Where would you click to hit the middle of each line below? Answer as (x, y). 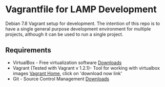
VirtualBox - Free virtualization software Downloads (67, 63)
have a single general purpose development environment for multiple (78, 28)
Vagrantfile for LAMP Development (81, 9)
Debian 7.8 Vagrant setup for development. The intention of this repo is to (83, 23)
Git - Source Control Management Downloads (61, 79)
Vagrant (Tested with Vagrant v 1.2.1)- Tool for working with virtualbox (86, 68)
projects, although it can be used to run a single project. (64, 34)
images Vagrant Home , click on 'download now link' (67, 73)
